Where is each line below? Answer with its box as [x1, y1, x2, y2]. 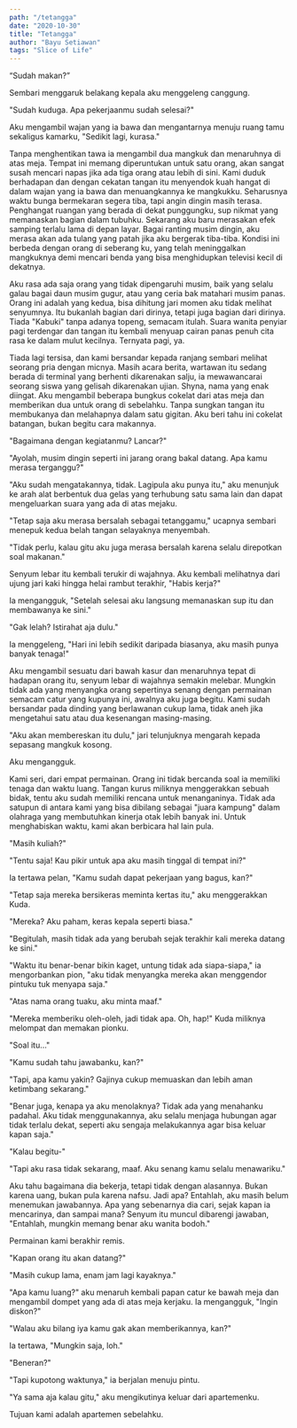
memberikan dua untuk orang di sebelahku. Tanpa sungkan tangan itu [9, 400, 265, 411]
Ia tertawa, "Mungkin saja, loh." [9, 1340, 123, 1351]
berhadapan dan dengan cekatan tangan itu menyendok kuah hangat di [9, 177, 270, 187]
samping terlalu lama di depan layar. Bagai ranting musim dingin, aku [9, 224, 260, 235]
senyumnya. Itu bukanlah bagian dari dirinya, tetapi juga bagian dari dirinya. [9, 307, 286, 318]
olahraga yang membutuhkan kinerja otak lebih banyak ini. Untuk [9, 812, 246, 822]
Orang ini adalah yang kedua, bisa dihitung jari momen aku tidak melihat [9, 298, 272, 309]
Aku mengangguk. [9, 757, 77, 767]
